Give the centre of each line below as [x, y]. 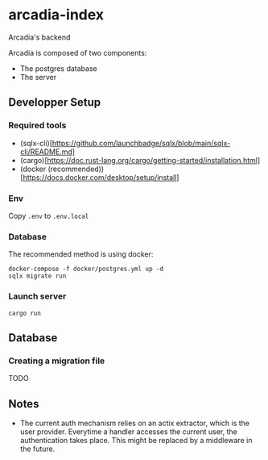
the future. [37, 449]
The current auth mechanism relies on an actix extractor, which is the [135, 423]
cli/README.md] [47, 152]
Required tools [37, 125]
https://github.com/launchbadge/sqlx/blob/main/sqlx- [141, 143]
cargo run [25, 313]
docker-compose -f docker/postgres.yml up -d [86, 269]
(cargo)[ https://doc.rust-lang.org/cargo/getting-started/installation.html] [140, 160]
